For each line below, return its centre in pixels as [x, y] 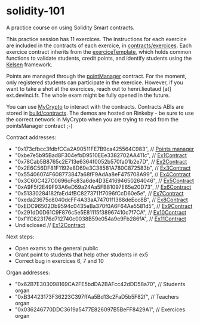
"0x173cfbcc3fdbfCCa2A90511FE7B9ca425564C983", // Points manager [104, 149]
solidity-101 [36, 11]
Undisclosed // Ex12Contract [50, 225]
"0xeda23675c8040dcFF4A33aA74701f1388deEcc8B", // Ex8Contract [101, 200]
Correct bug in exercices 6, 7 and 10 [59, 260]
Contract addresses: [31, 137]
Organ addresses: [28, 272]
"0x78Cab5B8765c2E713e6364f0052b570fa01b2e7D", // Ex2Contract [101, 161]
